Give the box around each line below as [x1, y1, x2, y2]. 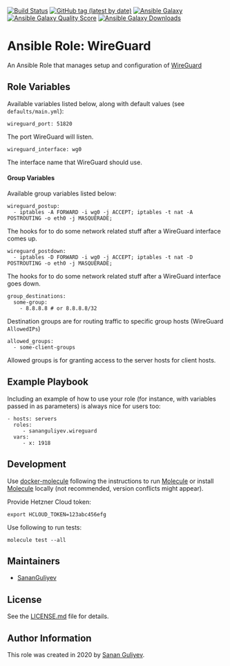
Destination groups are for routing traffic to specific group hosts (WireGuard [7, 317, 224, 325]
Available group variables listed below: [7, 189, 117, 198]
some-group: [13, 299, 48, 306]
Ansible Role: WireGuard [7, 38, 151, 54]
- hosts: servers [7, 415, 57, 422]
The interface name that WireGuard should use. [7, 158, 143, 166]
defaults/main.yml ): [7, 107, 64, 115]
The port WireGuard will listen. [7, 132, 94, 141]
